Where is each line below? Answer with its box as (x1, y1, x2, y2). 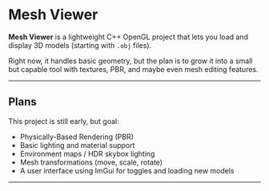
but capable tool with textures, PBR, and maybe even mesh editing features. (8, 64, 259, 74)
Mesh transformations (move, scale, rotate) (19, 157, 163, 167)
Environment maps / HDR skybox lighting (19, 149, 155, 158)
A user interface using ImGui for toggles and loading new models (19, 165, 235, 175)
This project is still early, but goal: (8, 116, 120, 125)
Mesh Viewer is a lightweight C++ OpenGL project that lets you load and (8, 32, 248, 42)
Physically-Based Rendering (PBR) (19, 132, 134, 141)
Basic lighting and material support (19, 140, 135, 149)
